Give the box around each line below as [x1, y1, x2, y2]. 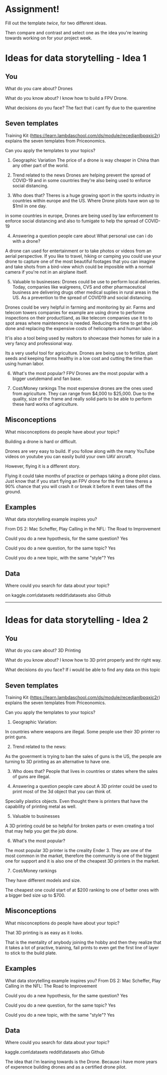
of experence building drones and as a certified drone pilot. [5, 1064, 127, 1070]
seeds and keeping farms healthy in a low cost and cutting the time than [5, 355, 153, 361]
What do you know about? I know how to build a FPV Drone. [5, 95, 128, 101]
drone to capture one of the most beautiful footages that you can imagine [5, 258, 156, 264]
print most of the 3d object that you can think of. [12, 789, 112, 794]
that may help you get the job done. [5, 828, 78, 834]
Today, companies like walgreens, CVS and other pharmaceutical [12, 284, 146, 290]
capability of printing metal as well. [5, 804, 77, 809]
